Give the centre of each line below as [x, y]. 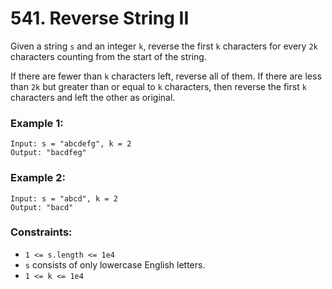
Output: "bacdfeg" [48, 153]
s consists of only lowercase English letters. [115, 264]
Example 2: [38, 178]
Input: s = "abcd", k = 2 [64, 198]
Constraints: [41, 232]
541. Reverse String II [100, 18]
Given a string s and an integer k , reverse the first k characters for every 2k [164, 46]
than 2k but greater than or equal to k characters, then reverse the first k [158, 86]
